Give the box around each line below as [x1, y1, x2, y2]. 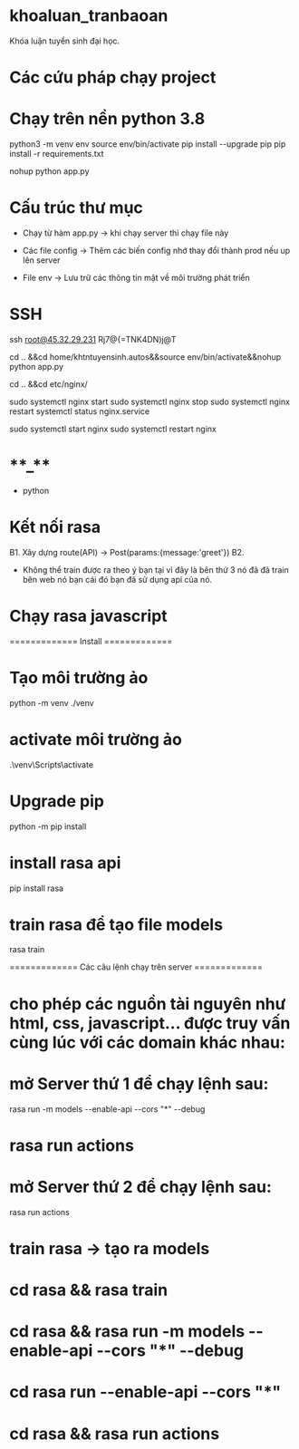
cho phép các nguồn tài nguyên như [9, 993, 286, 1014]
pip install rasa [9, 883, 64, 894]
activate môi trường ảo [9, 729, 183, 749]
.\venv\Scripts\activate [9, 758, 93, 770]
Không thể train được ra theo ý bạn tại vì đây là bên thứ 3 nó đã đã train [22, 564, 289, 575]
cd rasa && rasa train [9, 1280, 169, 1300]
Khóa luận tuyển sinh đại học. [9, 35, 121, 46]
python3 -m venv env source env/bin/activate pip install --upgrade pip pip [9, 139, 286, 150]
